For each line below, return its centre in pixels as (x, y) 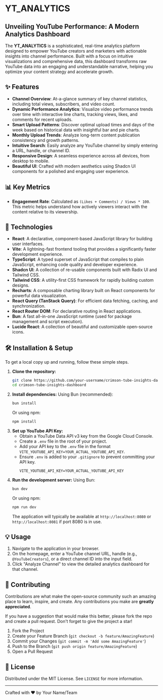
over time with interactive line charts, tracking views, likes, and (75, 114)
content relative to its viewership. (45, 212)
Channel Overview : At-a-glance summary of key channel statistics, (80, 98)
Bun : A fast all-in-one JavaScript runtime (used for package (72, 316)
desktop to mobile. (31, 161)
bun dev (20, 489)
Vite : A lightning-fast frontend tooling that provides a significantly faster (84, 249)
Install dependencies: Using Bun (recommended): (63, 394)
